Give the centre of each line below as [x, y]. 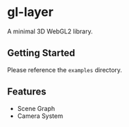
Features [27, 92]
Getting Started [41, 53]
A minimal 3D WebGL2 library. [50, 31]
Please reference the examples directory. [65, 69]
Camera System [40, 116]
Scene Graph [36, 108]
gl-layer [31, 12]
